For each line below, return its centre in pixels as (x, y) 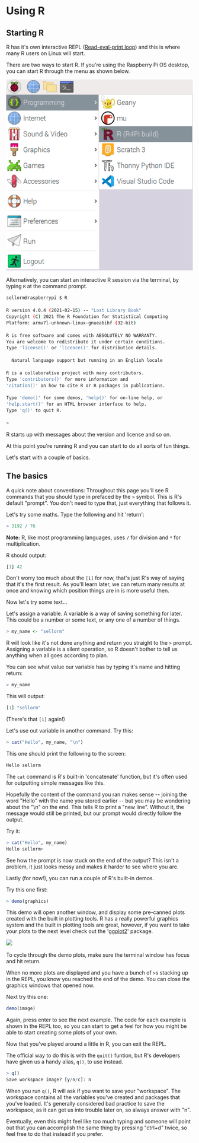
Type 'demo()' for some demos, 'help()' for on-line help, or (84, 398)
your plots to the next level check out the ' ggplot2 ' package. (80, 931)
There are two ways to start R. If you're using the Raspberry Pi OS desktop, (98, 65)
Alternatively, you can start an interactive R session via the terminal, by (93, 280)
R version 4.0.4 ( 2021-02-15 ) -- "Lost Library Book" (74, 311)
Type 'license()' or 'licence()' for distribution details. (82, 348)
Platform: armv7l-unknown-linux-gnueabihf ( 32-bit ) (71, 323)
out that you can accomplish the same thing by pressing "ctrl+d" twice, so (97, 1128)
